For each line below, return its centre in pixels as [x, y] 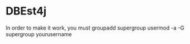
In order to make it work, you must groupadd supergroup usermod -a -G [95, 28]
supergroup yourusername [39, 34]
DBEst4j [26, 11]
